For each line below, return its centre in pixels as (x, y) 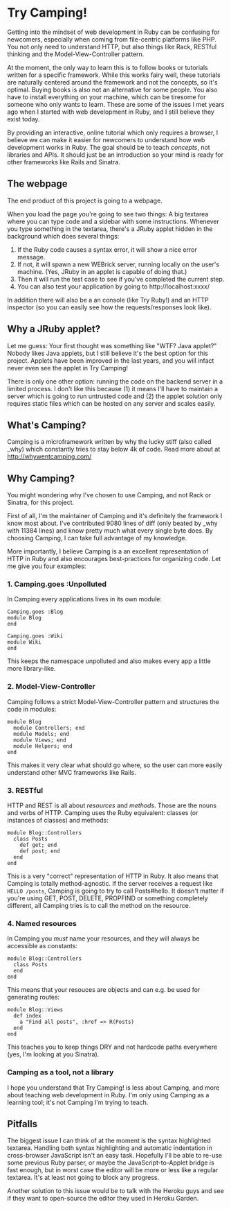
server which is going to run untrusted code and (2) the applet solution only (115, 396)
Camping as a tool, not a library (61, 1072)
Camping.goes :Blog (35, 612)
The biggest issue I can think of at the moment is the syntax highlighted (109, 1141)
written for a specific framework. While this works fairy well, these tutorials (114, 75)
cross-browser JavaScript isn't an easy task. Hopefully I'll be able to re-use (115, 1156)
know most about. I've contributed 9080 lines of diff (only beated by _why (112, 523)
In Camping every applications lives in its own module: (85, 599)
